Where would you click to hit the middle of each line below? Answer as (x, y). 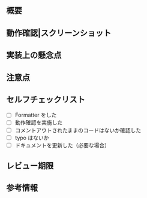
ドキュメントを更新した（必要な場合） (62, 145)
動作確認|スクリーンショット (59, 33)
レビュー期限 (30, 166)
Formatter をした (36, 115)
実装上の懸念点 (34, 55)
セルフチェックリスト (46, 100)
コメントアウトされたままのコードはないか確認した (78, 130)
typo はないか (32, 138)
